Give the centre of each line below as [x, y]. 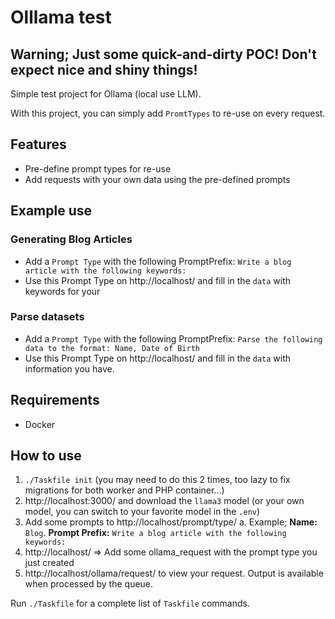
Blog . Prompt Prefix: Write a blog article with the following [155, 533]
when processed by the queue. [89, 584]
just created [49, 563]
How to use [46, 455]
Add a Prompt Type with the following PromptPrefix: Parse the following [173, 338]
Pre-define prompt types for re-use [98, 168]
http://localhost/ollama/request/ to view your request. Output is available [174, 573]
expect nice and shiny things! [104, 69]
